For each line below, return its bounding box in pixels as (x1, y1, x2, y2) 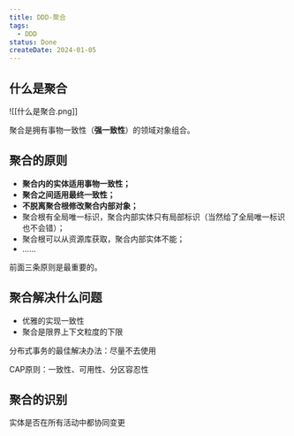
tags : (9, 21, 29, 30)
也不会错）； (21, 222, 65, 233)
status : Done (9, 37, 57, 47)
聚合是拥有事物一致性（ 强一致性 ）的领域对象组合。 (9, 125, 195, 135)
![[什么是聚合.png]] (9, 105, 78, 116)
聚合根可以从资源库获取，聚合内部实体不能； (21, 233, 185, 244)
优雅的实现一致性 (21, 315, 85, 325)
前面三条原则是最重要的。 (9, 262, 102, 272)
